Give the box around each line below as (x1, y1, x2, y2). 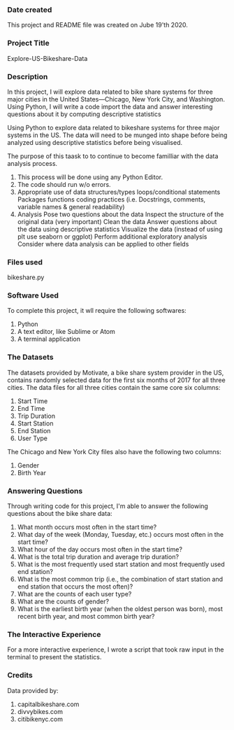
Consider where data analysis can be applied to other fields (17, 239, 189, 248)
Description (7, 71, 48, 81)
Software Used (7, 290, 59, 300)
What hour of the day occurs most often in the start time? (17, 545, 183, 554)
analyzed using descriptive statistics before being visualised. (7, 138, 183, 146)
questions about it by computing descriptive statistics (7, 110, 162, 118)
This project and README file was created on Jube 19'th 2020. (7, 21, 189, 29)
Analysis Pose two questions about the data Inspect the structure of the (17, 210, 224, 218)
